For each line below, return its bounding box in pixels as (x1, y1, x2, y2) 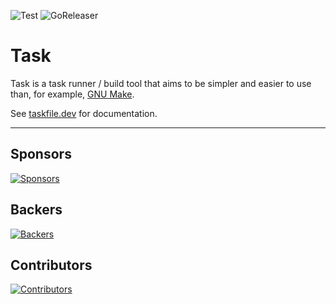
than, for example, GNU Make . (10, 88, 135, 100)
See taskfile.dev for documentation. (10, 107, 158, 119)
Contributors (10, 256, 93, 274)
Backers (10, 201, 63, 219)
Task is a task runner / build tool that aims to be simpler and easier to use (10, 77, 312, 89)
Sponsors (10, 146, 72, 163)
